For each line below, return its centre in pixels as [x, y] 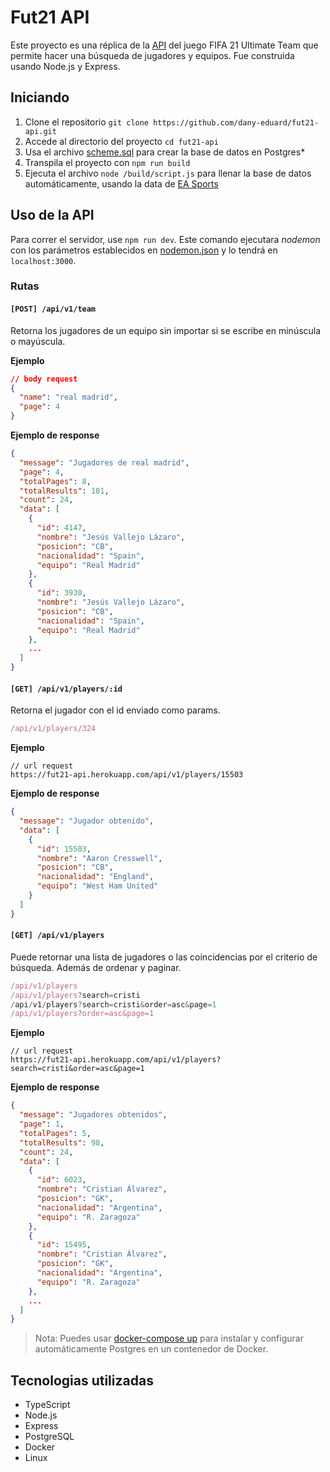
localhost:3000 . [43, 260]
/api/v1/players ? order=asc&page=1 [82, 1014]
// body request [44, 379]
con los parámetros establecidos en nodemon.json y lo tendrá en [144, 250]
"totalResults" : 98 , [62, 1142]
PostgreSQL [49, 1437]
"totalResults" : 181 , [64, 491]
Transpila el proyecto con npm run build [107, 162]
